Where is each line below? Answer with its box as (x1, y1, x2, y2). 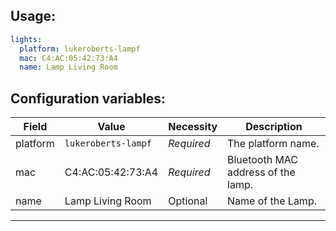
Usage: (10, 8, 57, 25)
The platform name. (227, 137, 320, 151)
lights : (10, 34, 43, 44)
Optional (168, 194, 208, 208)
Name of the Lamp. (227, 194, 317, 208)
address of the (227, 165, 296, 179)
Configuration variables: (10, 90, 167, 107)
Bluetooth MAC (227, 153, 299, 167)
